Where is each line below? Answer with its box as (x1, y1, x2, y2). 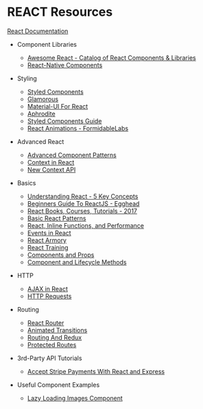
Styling (16, 74, 38, 83)
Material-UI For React (27, 102, 88, 110)
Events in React (27, 229, 71, 237)
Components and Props (27, 251, 95, 259)
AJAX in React (27, 284, 69, 293)
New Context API (27, 165, 76, 174)
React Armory (27, 235, 67, 244)
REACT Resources (7, 4, 113, 20)
